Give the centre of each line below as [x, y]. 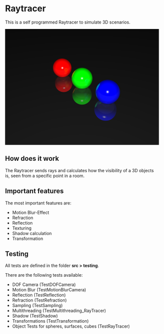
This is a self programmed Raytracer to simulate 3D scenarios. [68, 22]
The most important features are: [38, 203]
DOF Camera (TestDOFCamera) [44, 284]
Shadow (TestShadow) [35, 316]
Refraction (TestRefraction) [39, 300]
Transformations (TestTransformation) [50, 321]
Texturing [22, 228]
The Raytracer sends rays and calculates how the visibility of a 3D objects [80, 170]
